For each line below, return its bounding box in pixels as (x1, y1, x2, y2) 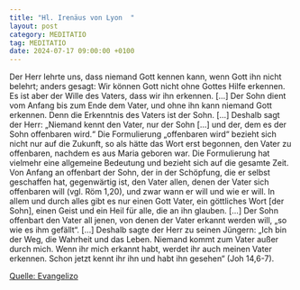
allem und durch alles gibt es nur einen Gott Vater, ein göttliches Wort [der (9, 195, 285, 207)
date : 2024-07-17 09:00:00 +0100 (9, 47, 135, 56)
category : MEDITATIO (9, 30, 87, 39)
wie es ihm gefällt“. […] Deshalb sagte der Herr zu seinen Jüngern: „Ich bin (9, 224, 287, 235)
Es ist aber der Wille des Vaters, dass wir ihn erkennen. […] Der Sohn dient (9, 91, 286, 102)
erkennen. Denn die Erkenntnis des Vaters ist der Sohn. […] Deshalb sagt (9, 110, 281, 121)
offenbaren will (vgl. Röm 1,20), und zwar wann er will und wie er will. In (9, 186, 276, 197)
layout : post (9, 22, 59, 31)
